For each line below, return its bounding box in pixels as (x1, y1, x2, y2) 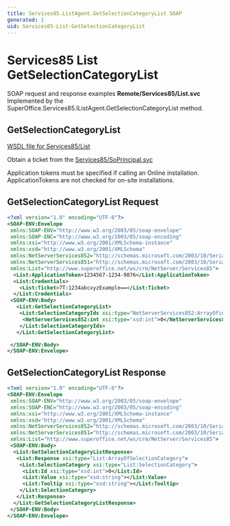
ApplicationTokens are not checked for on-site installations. (7, 176, 175, 184)
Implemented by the (7, 97, 64, 105)
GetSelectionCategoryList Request (7, 196, 159, 208)
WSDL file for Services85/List (7, 142, 90, 151)
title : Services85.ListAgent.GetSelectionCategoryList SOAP (7, 10, 183, 17)
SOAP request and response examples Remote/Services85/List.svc (7, 90, 201, 98)
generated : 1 (7, 16, 44, 23)
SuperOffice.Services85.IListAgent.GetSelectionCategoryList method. (7, 104, 204, 112)
